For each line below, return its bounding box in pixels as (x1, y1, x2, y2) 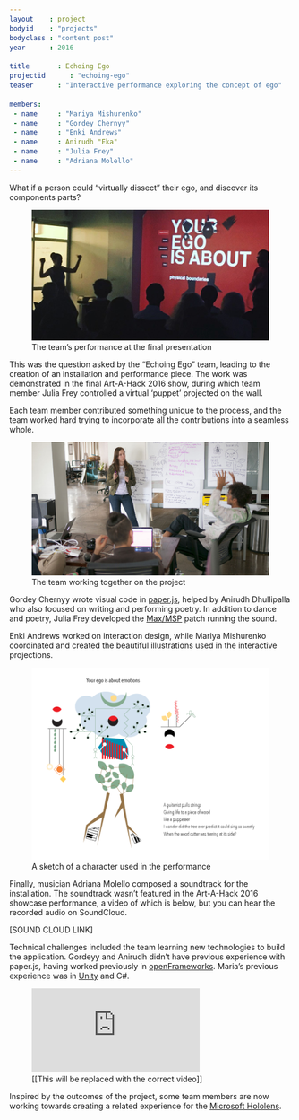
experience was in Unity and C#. (9, 970, 130, 981)
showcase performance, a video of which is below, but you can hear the (9, 897, 276, 908)
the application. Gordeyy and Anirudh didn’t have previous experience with (9, 951, 286, 962)
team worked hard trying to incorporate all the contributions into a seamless (9, 414, 289, 425)
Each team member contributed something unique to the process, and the (9, 405, 282, 416)
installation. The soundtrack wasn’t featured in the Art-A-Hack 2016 (9, 888, 259, 898)
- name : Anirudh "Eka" (13, 137, 118, 147)
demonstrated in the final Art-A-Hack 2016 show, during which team (9, 378, 261, 389)
